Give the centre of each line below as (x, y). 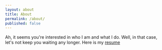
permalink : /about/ (25, 19)
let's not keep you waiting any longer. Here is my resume (63, 43)
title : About (18, 14)
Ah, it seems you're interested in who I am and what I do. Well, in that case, (81, 37)
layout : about (20, 10)
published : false (23, 23)
